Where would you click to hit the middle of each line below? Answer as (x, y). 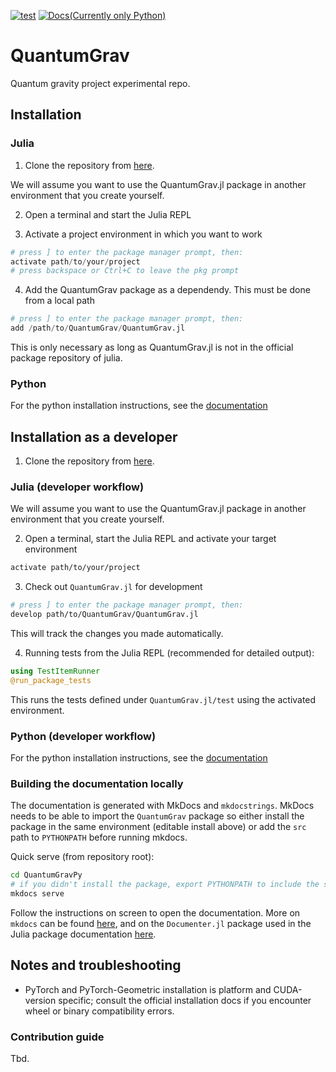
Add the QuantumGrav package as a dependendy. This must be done (167, 290)
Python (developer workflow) (83, 736)
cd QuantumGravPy (46, 875)
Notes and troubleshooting (96, 965)
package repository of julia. (66, 358)
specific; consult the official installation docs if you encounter (185, 1000)
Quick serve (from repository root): (82, 857)
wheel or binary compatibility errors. (99, 1011)
